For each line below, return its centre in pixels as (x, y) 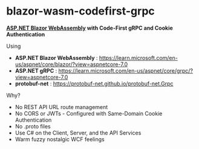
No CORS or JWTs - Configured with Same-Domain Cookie (89, 113)
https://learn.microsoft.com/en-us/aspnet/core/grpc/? (126, 70)
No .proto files (33, 126)
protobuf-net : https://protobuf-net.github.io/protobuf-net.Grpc (94, 84)
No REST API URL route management (61, 107)
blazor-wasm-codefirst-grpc (81, 11)
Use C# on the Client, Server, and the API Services (78, 133)
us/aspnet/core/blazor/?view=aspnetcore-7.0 (71, 64)
